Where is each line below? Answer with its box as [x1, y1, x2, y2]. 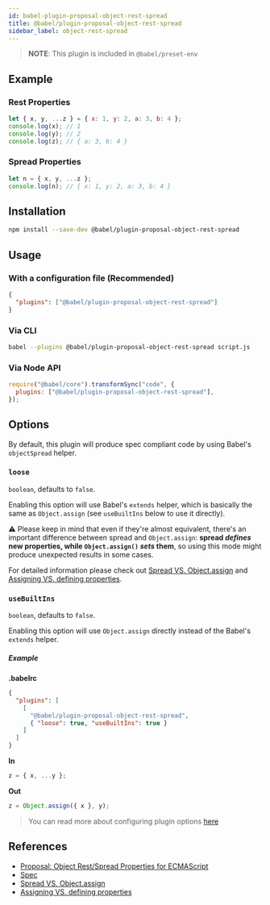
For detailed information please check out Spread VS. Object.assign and [8, 565, 248, 575]
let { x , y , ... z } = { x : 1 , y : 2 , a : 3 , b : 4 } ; [8, 115, 183, 123]
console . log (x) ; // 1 [8, 122, 81, 130]
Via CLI [8, 324, 37, 336]
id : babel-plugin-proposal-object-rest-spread [8, 11, 168, 20]
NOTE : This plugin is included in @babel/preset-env [27, 49, 198, 59]
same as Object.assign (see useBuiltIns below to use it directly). [8, 508, 226, 518]
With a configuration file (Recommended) [8, 272, 175, 283]
